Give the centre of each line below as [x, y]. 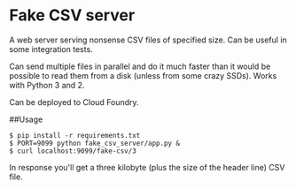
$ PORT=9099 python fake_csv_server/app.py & [94, 143]
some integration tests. [51, 49]
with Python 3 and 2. [47, 85]
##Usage [26, 119]
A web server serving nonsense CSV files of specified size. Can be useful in [148, 40]
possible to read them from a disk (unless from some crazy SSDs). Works [143, 75]
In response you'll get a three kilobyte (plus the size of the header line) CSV [147, 167]
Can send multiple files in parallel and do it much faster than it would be [140, 66]
